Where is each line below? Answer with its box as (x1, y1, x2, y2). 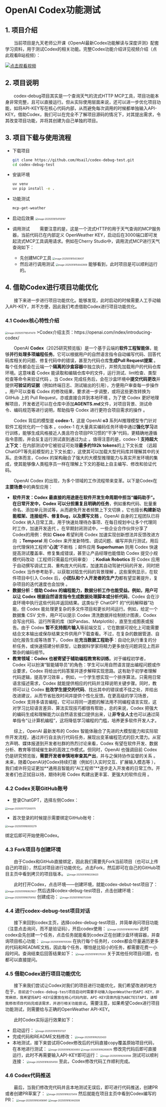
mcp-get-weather (12, 206, 46, 211)
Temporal (22, 538, 42, 544)
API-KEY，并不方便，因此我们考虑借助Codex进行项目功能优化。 (9, 303, 140, 309)
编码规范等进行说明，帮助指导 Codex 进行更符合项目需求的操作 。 (13, 407, 148, 413)
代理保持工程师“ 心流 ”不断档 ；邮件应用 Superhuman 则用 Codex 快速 (16, 544, 158, 550)
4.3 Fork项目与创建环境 (5, 846, 61, 853)
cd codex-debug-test (12, 162, 55, 167)
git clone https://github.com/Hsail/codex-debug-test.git (12, 157, 134, 163)
